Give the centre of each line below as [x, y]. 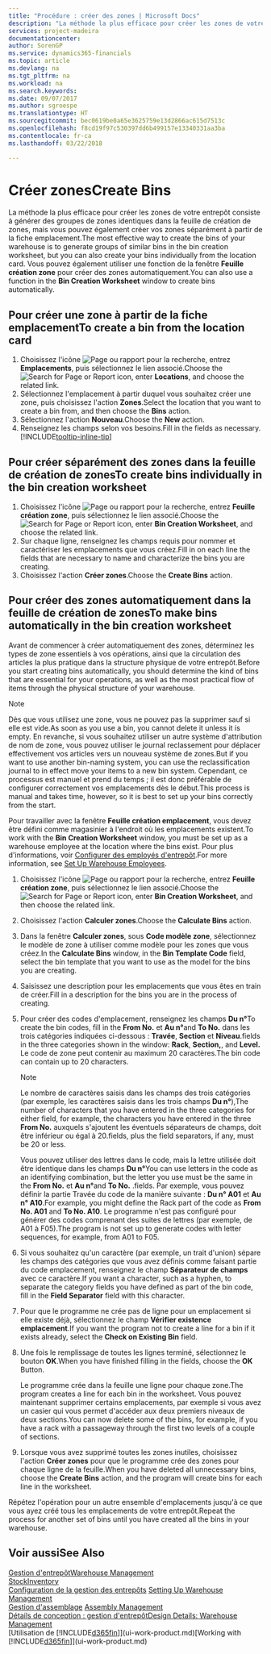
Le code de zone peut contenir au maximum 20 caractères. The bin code [140, 1052]
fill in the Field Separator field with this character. [102, 1295]
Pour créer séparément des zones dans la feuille [132, 462]
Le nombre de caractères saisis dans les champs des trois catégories [135, 1093]
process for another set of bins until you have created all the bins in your [129, 1519]
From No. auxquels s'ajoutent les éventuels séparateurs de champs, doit [140, 1127]
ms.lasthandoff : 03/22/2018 [56, 143]
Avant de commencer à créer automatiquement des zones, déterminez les [131, 645]
